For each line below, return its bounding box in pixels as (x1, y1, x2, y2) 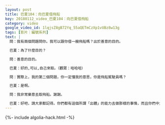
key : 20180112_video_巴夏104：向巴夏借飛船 (5, 16, 89, 21)
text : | (5, 35, 21, 40)
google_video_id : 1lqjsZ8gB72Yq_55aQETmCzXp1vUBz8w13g (5, 25, 120, 30)
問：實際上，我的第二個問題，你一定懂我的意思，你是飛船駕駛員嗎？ (9, 75, 127, 79)
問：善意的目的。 (9, 57, 39, 62)
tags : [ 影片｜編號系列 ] (5, 30, 49, 35)
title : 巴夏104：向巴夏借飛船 (5, 12, 60, 17)
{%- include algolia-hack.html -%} (5, 114, 75, 120)
